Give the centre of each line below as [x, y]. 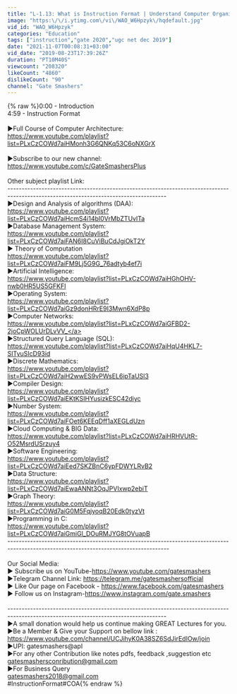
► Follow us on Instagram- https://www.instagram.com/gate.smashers [109, 594]
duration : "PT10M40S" [39, 60]
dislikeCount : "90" [36, 79]
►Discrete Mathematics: [43, 361]
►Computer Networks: [41, 316]
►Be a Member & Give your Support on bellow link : [83, 631]
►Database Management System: [57, 226]
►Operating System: [37, 294]
